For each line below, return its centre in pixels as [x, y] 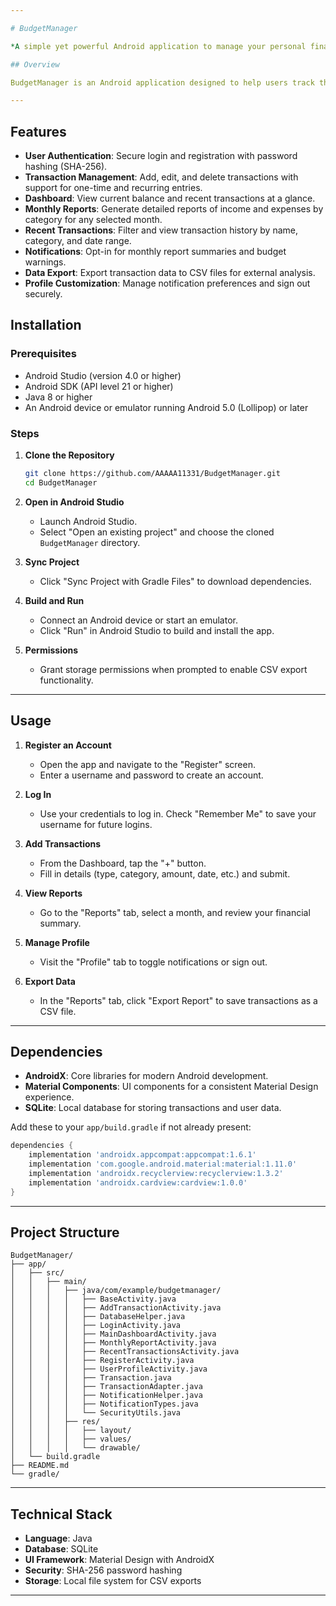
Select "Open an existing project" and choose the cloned [157, 532]
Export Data [50, 981]
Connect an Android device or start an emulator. [138, 620]
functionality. [66, 680]
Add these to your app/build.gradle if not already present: [131, 1127]
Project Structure [65, 1232]
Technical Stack [61, 1514]
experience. [49, 1097]
